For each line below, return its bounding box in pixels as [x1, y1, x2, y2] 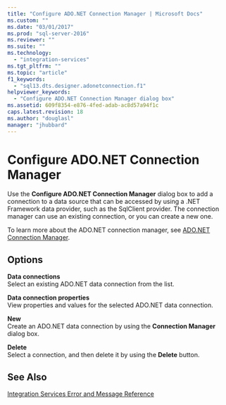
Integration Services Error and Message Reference [7, 390, 155, 398]
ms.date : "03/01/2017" [7, 23, 74, 30]
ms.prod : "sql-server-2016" [7, 30, 90, 37]
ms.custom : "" [7, 17, 49, 24]
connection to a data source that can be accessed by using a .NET [7, 198, 201, 206]
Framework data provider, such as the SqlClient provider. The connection [7, 205, 220, 213]
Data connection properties [7, 293, 90, 302]
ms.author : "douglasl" [7, 115, 74, 122]
